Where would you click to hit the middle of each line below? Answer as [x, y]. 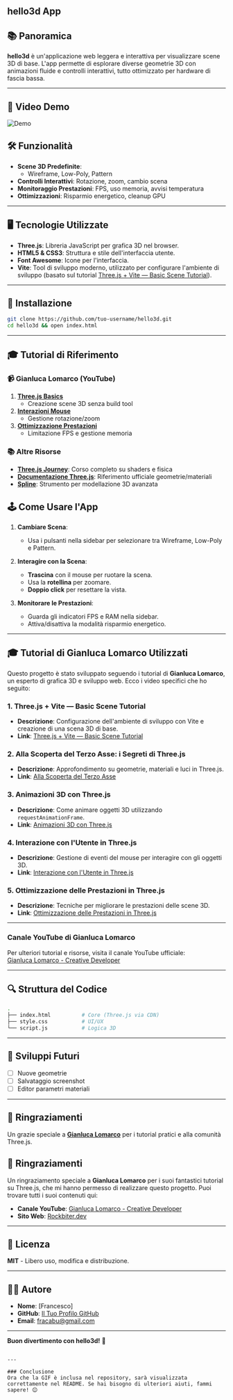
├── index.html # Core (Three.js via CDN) [83, 1015]
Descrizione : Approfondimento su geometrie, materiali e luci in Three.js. [120, 769]
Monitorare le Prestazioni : [55, 603]
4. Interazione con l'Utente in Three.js [72, 843]
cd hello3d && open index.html [52, 326]
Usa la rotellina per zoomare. [69, 582]
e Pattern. [42, 548]
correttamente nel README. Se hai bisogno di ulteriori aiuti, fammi [110, 1384]
